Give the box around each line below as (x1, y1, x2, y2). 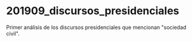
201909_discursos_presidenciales (6, 4, 180, 18)
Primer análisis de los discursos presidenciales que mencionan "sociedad (6, 24, 187, 31)
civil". (6, 30, 20, 37)
